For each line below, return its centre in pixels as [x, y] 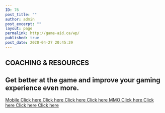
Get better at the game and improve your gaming [83, 80]
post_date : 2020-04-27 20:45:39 [39, 43]
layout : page [19, 29]
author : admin [20, 19]
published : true [22, 38]
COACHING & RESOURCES [47, 63]
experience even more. [42, 88]
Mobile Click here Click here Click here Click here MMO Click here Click [80, 100]
